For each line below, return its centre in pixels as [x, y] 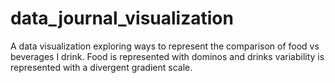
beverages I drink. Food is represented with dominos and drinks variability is [167, 56]
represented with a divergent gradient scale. [101, 67]
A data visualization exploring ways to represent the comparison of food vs [165, 46]
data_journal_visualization [122, 18]
